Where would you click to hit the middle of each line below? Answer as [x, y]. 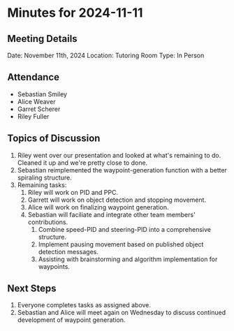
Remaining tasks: [42, 185]
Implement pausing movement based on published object [121, 244]
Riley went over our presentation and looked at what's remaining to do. [119, 155]
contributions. [48, 222]
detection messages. [68, 251]
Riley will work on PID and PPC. [73, 192]
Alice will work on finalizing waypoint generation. [98, 207]
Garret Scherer [39, 109]
